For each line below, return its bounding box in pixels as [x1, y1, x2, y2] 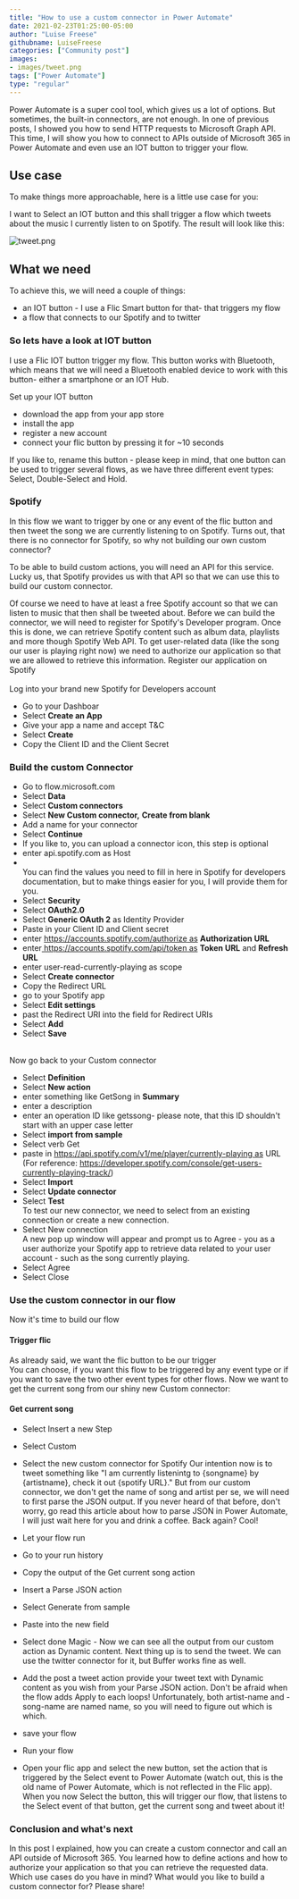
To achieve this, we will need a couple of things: [9, 285, 186, 296]
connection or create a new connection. [21, 1214, 170, 1225]
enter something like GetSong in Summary [21, 1091, 180, 1102]
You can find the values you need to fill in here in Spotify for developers [21, 867, 287, 878]
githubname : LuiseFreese [9, 38, 102, 47]
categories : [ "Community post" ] [9, 46, 129, 55]
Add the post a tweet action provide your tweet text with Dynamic [21, 1672, 264, 1683]
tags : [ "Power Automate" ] [9, 71, 105, 80]
